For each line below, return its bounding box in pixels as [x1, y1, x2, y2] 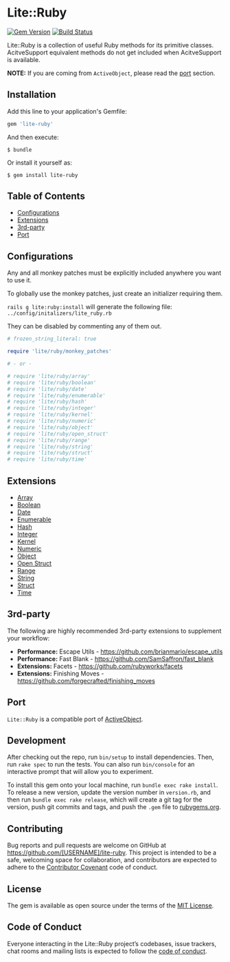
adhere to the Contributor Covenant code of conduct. [7, 863, 158, 872]
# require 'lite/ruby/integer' [7, 405, 97, 412]
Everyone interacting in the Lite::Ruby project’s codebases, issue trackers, [7, 939, 217, 948]
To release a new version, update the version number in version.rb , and [7, 788, 211, 797]
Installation [7, 89, 56, 101]
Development [7, 735, 67, 746]
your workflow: [7, 634, 50, 642]
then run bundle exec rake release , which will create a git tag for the [7, 795, 203, 804]
